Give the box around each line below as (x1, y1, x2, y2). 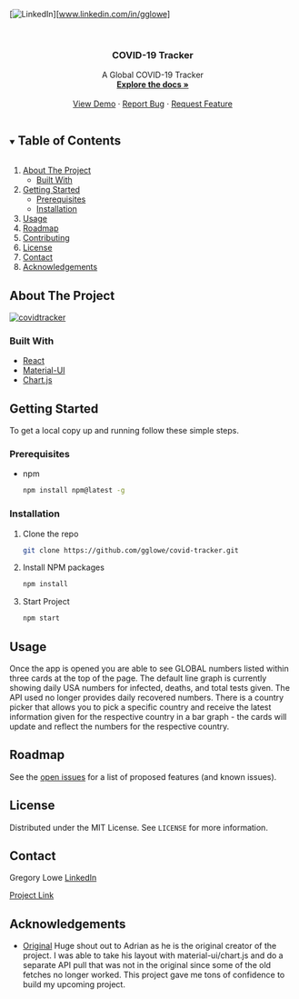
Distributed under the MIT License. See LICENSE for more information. (9, 822, 268, 833)
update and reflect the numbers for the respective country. (9, 721, 230, 732)
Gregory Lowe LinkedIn (9, 873, 97, 884)
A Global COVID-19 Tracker (101, 69, 204, 81)
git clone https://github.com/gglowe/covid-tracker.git (22, 545, 239, 554)
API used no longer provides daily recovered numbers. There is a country (9, 692, 284, 703)
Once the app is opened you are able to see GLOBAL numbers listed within (9, 663, 289, 674)
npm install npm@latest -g (22, 486, 125, 495)
